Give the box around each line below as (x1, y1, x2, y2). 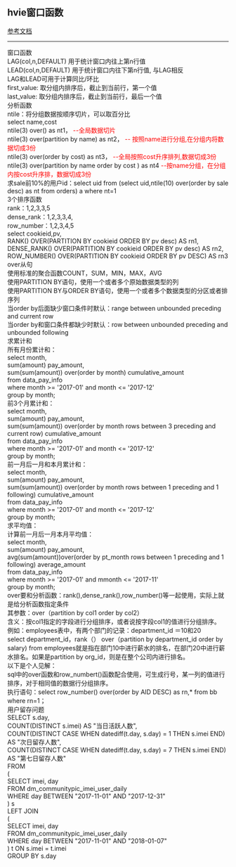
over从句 (7, 259, 33, 269)
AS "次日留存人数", (7, 738, 62, 746)
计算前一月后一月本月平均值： (7, 529, 93, 538)
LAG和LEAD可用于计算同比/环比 (7, 75, 100, 83)
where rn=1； (7, 696, 46, 705)
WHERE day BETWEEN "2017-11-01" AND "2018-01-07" (7, 836, 167, 845)
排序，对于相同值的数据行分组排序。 (7, 679, 112, 687)
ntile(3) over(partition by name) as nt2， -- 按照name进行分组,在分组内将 (7, 134, 218, 143)
